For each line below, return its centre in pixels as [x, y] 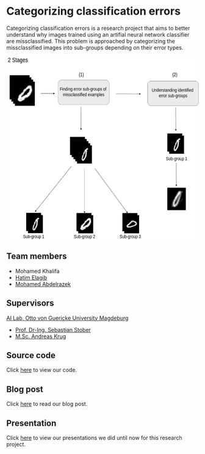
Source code [31, 355]
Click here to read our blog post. [47, 404]
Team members [37, 257]
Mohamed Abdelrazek [43, 284]
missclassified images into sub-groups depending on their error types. [95, 48]
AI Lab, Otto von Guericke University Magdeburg [67, 318]
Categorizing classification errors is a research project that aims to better [98, 28]
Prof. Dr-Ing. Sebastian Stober [53, 330]
